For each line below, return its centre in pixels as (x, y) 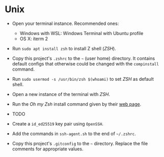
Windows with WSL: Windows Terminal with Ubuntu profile (81, 33)
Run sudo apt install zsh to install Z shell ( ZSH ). (64, 48)
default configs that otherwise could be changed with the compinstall (85, 64)
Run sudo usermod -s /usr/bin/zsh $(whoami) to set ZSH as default (83, 79)
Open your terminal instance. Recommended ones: (65, 23)
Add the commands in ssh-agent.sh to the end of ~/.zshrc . (74, 134)
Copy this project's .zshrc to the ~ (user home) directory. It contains (84, 58)
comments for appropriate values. (48, 149)
